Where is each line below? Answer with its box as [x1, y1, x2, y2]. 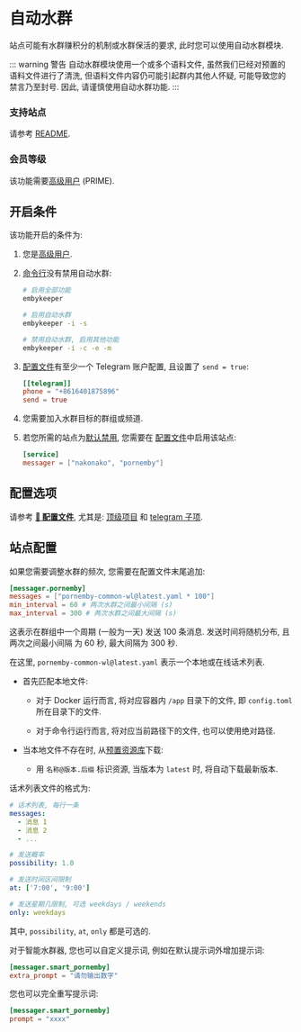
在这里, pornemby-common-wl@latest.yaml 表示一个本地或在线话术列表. [9, 656, 265, 667]
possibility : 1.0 [9, 859, 75, 868]
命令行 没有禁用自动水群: [22, 267, 112, 279]
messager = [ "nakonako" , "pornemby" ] [22, 458, 164, 468]
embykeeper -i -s [22, 319, 88, 328]
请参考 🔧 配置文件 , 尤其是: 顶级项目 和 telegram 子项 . [9, 511, 204, 522]
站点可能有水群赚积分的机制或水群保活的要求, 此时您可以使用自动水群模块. [9, 40, 285, 50]
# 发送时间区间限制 [9, 875, 72, 884]
